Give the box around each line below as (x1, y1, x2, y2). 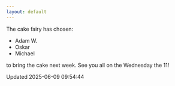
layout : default (6, 8, 47, 15)
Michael (14, 49, 35, 57)
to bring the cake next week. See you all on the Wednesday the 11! (6, 61, 170, 69)
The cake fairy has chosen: (6, 25, 74, 32)
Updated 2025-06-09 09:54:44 (6, 73, 85, 80)
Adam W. (14, 37, 38, 44)
